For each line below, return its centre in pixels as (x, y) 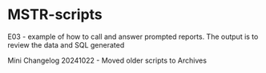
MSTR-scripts (55, 15)
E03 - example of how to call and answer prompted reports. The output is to (133, 36)
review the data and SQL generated (66, 44)
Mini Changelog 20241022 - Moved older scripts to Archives (107, 60)
